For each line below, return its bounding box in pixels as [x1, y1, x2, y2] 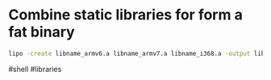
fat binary [8, 23, 75, 41]
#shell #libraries [8, 64, 62, 74]
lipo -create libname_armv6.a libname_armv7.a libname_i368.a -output [8, 49, 251, 57]
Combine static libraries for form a [8, 6, 244, 24]
